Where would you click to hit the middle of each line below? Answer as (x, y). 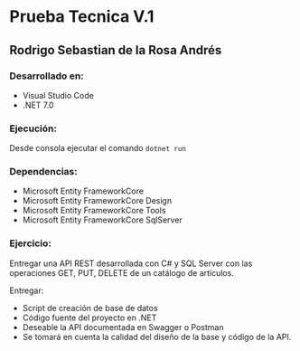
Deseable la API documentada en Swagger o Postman (123, 327)
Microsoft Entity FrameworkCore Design (97, 201)
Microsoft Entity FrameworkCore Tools (94, 211)
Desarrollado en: (47, 76)
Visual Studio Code (58, 95)
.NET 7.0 (38, 105)
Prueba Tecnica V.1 (82, 17)
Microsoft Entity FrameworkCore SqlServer (102, 220)
